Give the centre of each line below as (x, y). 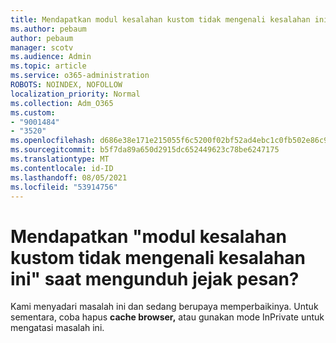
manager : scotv (42, 47)
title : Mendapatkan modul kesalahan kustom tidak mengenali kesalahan (160, 19)
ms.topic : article (48, 66)
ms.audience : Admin (51, 57)
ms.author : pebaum (48, 29)
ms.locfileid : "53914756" (64, 187)
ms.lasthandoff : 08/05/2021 (69, 177)
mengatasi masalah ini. (57, 328)
